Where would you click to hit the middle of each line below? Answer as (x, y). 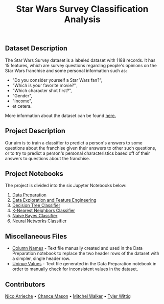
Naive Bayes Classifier (35, 216)
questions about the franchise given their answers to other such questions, (81, 148)
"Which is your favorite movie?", (45, 85)
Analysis (82, 19)
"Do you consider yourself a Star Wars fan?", (57, 80)
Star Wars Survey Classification (82, 9)
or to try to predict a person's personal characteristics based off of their (78, 153)
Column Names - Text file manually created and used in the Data (77, 248)
